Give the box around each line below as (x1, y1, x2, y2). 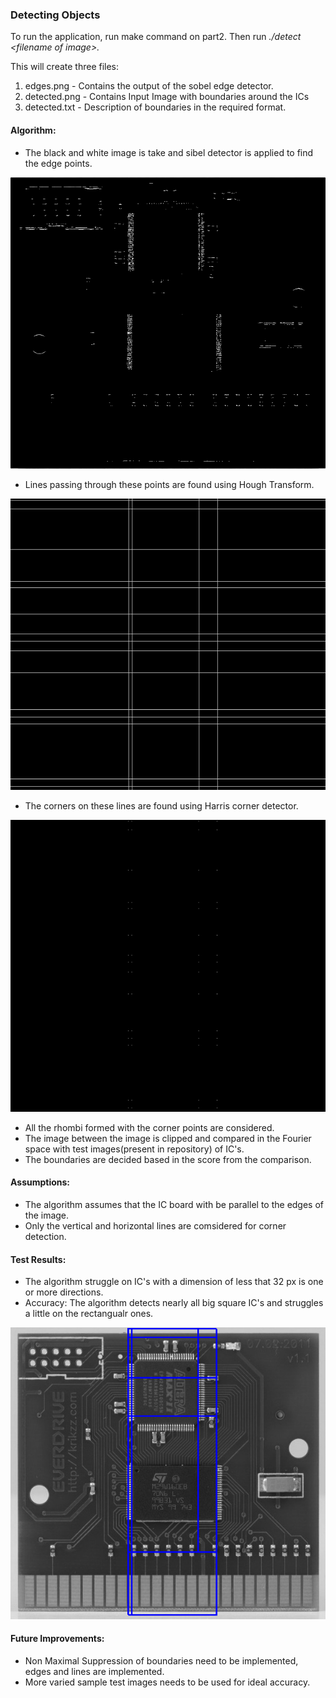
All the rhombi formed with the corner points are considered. (24, 1121, 275, 1133)
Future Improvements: (10, 1633, 105, 1645)
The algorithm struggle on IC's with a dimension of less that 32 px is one (24, 1276, 324, 1288)
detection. (24, 1230, 67, 1242)
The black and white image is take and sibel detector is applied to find (24, 146, 314, 158)
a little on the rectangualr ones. (24, 1308, 154, 1320)
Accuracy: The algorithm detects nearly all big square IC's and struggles (24, 1297, 324, 1309)
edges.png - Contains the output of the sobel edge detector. (24, 80, 274, 92)
